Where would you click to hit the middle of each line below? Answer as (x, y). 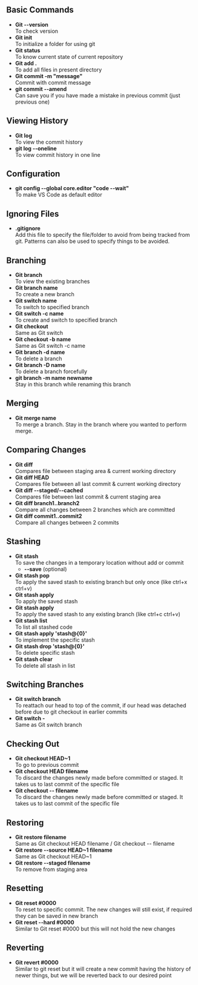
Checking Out (33, 744)
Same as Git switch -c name (50, 346)
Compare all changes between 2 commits (67, 522)
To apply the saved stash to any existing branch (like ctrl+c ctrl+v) (97, 614)
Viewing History (37, 121)
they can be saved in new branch (56, 916)
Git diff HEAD (32, 477)
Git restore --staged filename (53, 863)
